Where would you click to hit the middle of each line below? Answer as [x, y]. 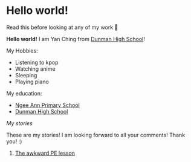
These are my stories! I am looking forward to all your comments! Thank [96, 135]
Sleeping [26, 75]
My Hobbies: [22, 50]
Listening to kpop [37, 62]
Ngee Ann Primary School [47, 105]
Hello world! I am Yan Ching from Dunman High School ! [76, 39]
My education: [24, 93]
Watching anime [35, 69]
